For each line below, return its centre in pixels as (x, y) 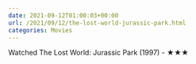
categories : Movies (40, 30)
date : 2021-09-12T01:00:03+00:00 (63, 15)
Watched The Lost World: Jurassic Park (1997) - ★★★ (98, 53)
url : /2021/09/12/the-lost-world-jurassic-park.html (97, 23)
